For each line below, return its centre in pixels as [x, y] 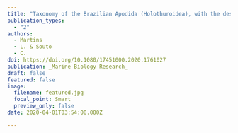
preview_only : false [44, 106]
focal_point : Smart [42, 100]
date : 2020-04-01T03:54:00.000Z [55, 112]
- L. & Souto [33, 47]
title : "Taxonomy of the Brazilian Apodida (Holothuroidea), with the [114, 14]
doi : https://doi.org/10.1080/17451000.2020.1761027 [87, 60]
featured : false [31, 80]
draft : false [27, 73]
